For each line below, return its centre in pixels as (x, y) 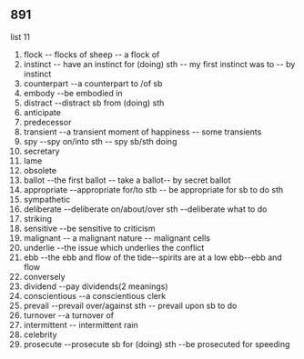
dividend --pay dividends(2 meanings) (96, 286)
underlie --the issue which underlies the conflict (114, 247)
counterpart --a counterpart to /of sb (93, 83)
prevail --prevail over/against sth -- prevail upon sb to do (130, 305)
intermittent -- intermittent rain (81, 324)
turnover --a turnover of (69, 315)
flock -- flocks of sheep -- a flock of (91, 55)
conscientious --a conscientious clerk (95, 295)
